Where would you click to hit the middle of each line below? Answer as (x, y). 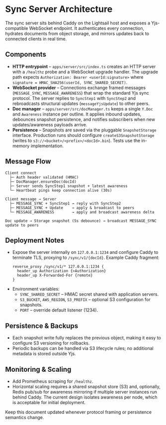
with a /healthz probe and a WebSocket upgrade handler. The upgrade (85, 72)
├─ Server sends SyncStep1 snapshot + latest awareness (69, 186)
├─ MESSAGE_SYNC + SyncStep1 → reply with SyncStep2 (65, 203)
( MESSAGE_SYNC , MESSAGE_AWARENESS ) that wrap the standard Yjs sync (81, 93)
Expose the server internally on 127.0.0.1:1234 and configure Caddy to (85, 252)
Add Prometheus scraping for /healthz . (53, 381)
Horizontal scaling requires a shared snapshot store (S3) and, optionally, (86, 386)
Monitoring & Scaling (38, 369)
